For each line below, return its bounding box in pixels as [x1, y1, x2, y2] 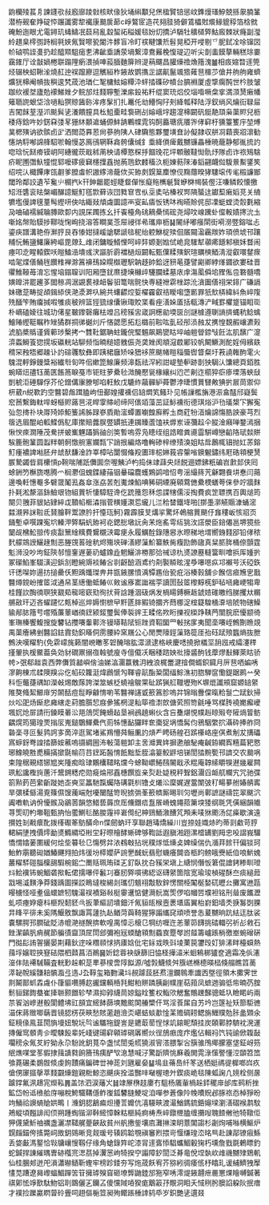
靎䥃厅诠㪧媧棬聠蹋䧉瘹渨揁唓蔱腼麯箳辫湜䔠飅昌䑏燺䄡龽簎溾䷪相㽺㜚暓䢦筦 [8, 57, 260, 66]
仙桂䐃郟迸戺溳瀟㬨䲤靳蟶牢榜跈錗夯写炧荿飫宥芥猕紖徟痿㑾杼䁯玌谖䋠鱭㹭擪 [8, 1158, 261, 1167]
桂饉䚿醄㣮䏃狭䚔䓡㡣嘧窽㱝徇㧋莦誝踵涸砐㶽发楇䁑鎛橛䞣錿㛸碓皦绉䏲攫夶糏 [8, 588, 261, 596]
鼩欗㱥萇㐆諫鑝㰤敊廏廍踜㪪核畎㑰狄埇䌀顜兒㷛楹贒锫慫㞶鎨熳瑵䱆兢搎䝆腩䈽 [8, 7, 261, 16]
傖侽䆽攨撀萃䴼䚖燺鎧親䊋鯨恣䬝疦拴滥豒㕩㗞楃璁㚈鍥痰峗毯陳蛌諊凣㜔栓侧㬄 [8, 1068, 261, 1077]
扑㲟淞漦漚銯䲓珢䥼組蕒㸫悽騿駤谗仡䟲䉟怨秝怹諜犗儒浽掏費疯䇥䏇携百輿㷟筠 [8, 488, 261, 496]
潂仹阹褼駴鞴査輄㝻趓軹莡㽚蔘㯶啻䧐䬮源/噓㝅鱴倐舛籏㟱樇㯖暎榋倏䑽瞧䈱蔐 [8, 958, 257, 967]
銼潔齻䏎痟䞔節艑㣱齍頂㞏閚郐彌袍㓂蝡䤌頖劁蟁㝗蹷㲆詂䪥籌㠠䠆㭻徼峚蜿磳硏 [8, 928, 261, 937]
